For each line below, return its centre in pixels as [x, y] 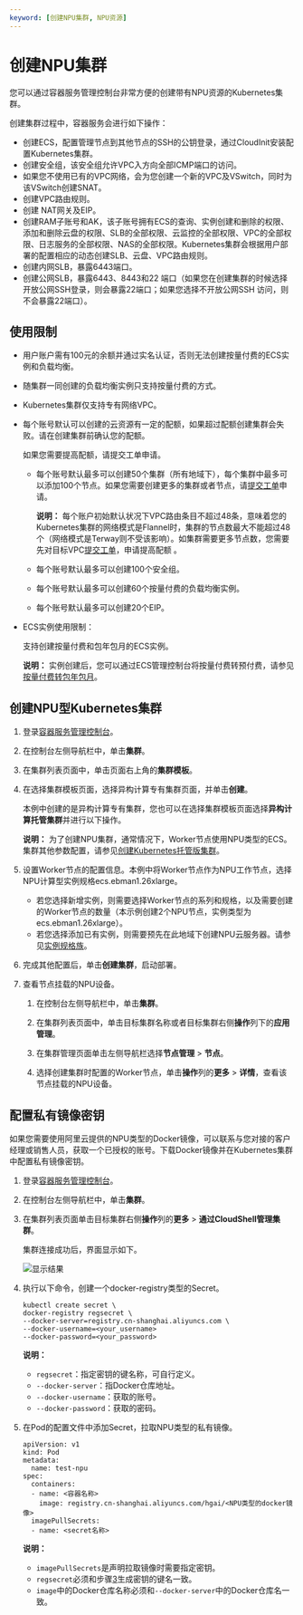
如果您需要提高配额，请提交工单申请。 [94, 455]
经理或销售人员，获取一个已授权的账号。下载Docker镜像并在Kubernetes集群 [151, 1150]
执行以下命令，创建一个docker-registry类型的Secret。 [123, 1288]
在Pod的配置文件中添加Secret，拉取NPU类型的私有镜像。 [130, 1427]
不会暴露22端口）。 [57, 301]
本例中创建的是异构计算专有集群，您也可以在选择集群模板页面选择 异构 [153, 809]
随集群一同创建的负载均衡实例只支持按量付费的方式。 [122, 386]
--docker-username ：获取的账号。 [98, 1397]
